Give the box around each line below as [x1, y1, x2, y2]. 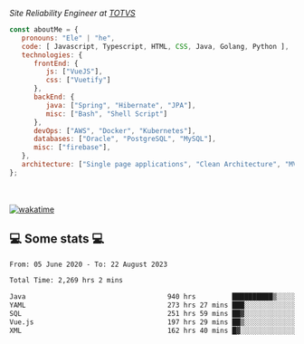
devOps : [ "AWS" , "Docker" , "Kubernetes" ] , [33, 126, 196, 135]
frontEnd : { [33, 59, 79, 68]
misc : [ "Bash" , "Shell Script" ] [45, 109, 168, 119]
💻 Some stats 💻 [9, 231, 105, 247]
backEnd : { [33, 92, 75, 101]
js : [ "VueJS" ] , [45, 67, 103, 76]
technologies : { [21, 50, 83, 60]
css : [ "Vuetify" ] [45, 76, 111, 85]
